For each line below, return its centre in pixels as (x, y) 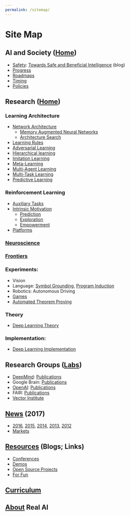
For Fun (20, 475)
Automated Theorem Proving (42, 302)
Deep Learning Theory (35, 326)
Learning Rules (28, 143)
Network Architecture (35, 127)
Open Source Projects (35, 469)
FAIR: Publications (31, 393)
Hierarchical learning (34, 153)
